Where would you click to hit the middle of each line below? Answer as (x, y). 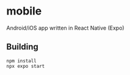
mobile (24, 11)
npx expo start (26, 66)
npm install (21, 61)
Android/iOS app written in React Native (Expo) (65, 28)
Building (22, 47)
